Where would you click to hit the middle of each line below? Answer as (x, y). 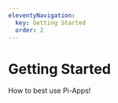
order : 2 (29, 30)
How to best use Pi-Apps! (50, 90)
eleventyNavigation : (42, 15)
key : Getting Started (51, 23)
